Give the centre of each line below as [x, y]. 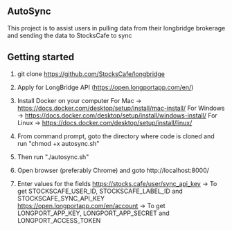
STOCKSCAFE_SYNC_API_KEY [61, 198]
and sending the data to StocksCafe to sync [70, 35]
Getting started [41, 57]
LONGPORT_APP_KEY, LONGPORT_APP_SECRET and [93, 213]
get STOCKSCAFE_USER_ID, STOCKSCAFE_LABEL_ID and [100, 191]
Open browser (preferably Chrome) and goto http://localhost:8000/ [113, 170]
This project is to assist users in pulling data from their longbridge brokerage [116, 28]
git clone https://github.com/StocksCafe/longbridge [91, 74]
